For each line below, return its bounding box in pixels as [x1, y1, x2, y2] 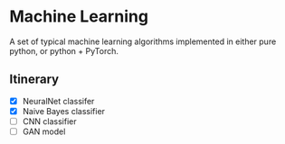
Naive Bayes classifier [22, 105, 106, 116]
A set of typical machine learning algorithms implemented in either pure [9, 36, 277, 47]
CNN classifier [22, 115, 77, 127]
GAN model [22, 126, 66, 137]
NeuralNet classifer [22, 95, 95, 106]
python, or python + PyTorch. [9, 45, 119, 56]
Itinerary [9, 72, 60, 87]
